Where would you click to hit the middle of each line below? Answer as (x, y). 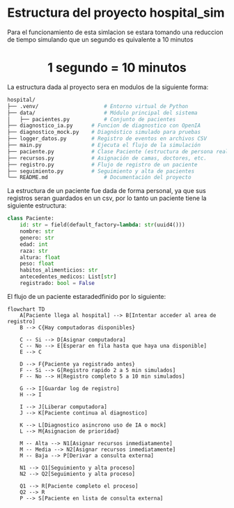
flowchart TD (26, 309)
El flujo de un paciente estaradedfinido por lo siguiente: (87, 296)
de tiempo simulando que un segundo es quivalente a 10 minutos (100, 39)
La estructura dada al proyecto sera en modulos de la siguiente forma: (108, 87)
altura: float (40, 257)
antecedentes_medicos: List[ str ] (68, 277)
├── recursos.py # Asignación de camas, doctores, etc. (107, 158)
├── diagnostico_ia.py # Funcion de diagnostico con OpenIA (104, 126)
